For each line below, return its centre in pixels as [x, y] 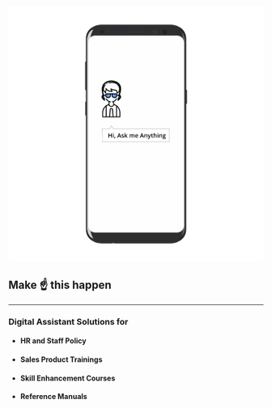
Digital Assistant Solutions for [68, 321]
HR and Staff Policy [53, 341]
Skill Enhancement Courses [68, 378]
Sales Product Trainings [61, 359]
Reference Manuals [53, 397]
